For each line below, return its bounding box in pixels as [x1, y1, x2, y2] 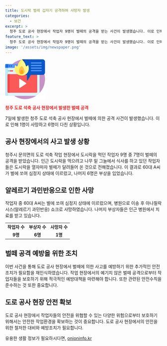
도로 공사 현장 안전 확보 [5, 298, 72, 307]
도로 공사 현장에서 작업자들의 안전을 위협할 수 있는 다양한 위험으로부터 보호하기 [5, 312, 158, 318]
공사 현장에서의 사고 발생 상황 [5, 137, 90, 146]
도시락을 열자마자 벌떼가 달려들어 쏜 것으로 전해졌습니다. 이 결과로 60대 [14, 164, 153, 170]
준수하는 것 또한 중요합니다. [5, 282, 59, 288]
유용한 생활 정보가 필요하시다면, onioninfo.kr [5, 335, 92, 341]
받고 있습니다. [14, 213, 41, 219]
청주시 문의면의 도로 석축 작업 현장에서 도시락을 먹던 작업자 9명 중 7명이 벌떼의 [5, 152, 158, 158]
